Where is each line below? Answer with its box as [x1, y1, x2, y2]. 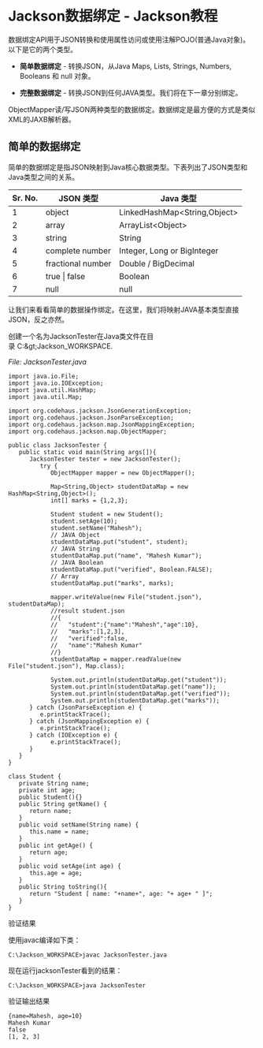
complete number [45, 245, 112, 256]
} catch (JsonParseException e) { [28, 703, 143, 711]
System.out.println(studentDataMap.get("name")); [50, 683, 217, 691]
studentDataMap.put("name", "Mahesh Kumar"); [50, 551, 202, 560]
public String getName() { [18, 800, 108, 808]
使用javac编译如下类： [8, 935, 81, 945]
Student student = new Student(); [50, 510, 164, 518]
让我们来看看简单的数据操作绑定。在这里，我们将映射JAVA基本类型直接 [8, 304, 239, 314]
